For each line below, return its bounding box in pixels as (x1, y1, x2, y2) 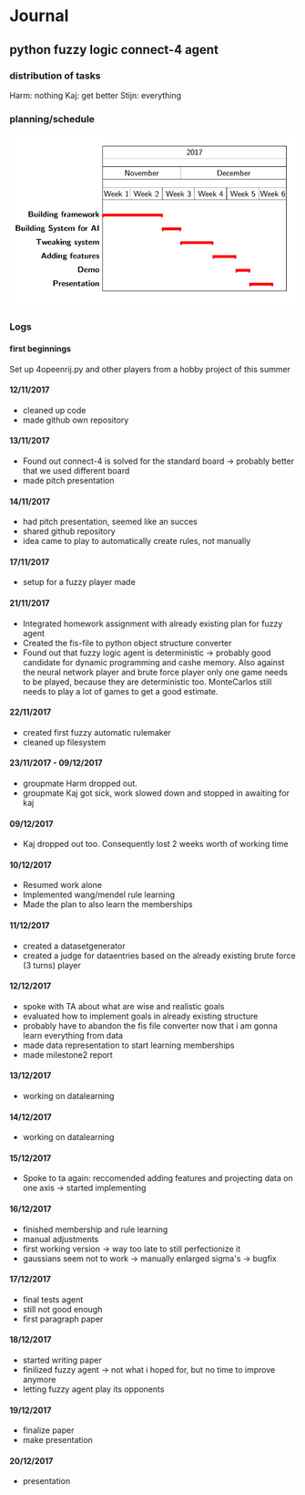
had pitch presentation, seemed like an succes (22, 517, 198, 528)
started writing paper (22, 1354, 102, 1365)
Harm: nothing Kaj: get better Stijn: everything (9, 89, 182, 100)
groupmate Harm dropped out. (22, 778, 138, 789)
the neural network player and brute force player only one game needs (22, 666, 289, 677)
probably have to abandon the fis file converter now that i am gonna (22, 1019, 278, 1031)
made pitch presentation (22, 475, 115, 486)
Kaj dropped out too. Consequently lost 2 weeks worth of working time (22, 839, 289, 850)
